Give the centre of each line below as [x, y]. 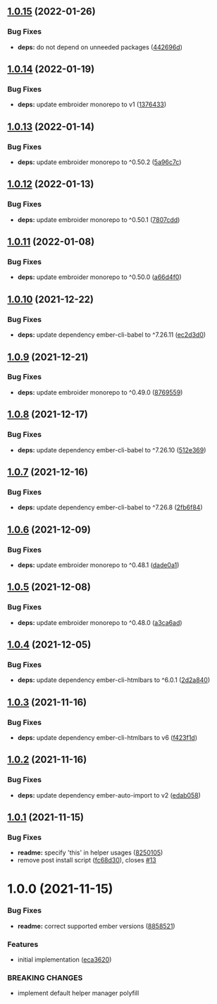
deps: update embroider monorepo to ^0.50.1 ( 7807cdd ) [99, 219]
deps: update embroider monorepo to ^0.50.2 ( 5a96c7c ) [99, 162]
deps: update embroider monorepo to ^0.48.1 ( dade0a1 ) [98, 565]
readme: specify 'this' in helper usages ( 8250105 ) [90, 853]
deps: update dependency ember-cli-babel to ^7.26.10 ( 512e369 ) [112, 450]
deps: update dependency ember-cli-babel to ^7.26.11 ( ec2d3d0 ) [112, 335]
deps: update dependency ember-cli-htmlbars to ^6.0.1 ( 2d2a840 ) [114, 680]
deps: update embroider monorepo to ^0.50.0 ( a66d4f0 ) [99, 277]
